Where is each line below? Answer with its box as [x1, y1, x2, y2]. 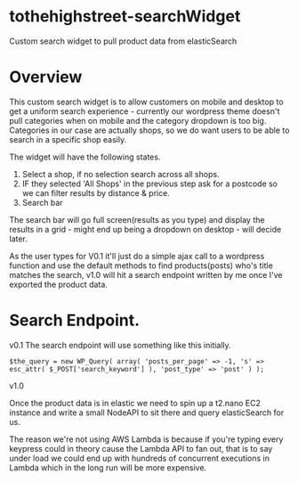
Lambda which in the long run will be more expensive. [9, 462, 207, 473]
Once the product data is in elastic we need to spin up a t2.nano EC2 [9, 397, 261, 408]
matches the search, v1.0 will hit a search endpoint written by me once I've [9, 269, 283, 280]
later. [9, 233, 28, 244]
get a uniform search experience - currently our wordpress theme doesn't [9, 105, 280, 117]
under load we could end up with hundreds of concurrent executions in [9, 453, 270, 463]
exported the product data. [9, 279, 109, 290]
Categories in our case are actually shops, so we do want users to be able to [9, 125, 290, 135]
